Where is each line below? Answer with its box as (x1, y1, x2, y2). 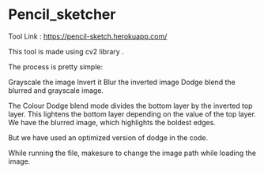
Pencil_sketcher (8, 6, 116, 24)
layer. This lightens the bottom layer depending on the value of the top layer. (8, 109, 257, 119)
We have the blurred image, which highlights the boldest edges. (8, 117, 216, 127)
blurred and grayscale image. (8, 85, 104, 95)
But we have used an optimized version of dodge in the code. (8, 132, 208, 143)
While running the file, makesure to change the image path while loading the (8, 148, 257, 157)
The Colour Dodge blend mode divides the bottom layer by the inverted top (8, 101, 253, 110)
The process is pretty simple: (8, 61, 104, 72)
